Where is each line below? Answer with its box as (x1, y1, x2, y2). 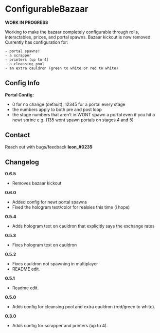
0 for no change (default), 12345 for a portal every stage (12, 101, 125, 107)
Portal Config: (5, 92, 34, 98)
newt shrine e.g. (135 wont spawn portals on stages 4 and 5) (12, 117, 134, 123)
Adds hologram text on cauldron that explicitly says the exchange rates (12, 223, 155, 229)
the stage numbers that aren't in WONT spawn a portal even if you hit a (12, 111, 155, 117)
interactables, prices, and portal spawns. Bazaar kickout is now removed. (5, 34, 152, 40)
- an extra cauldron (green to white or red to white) (5, 66, 119, 71)
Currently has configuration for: (5, 39, 69, 45)
